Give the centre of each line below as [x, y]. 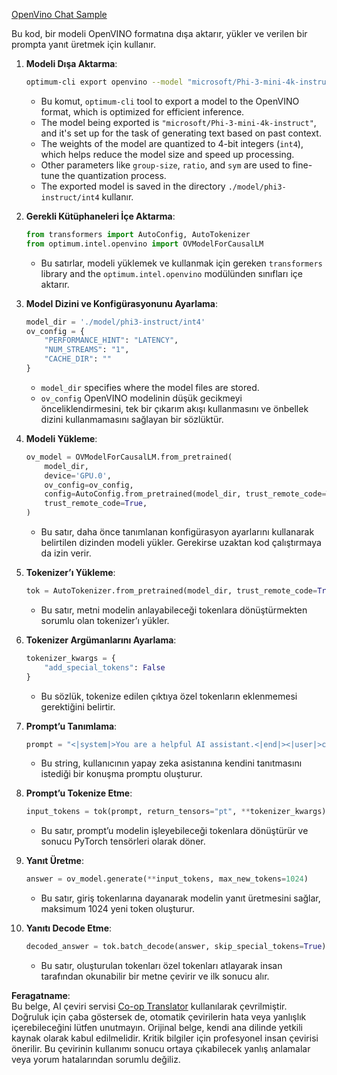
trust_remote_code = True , [96, 504]
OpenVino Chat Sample [59, 14]
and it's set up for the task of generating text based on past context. [181, 133]
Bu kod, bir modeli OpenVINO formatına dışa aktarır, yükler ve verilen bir [159, 33]
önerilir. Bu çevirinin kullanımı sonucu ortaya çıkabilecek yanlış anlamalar [161, 1048]
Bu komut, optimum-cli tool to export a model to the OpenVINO [170, 101]
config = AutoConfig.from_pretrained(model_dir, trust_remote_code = [185, 494]
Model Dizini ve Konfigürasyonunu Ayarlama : [122, 303]
